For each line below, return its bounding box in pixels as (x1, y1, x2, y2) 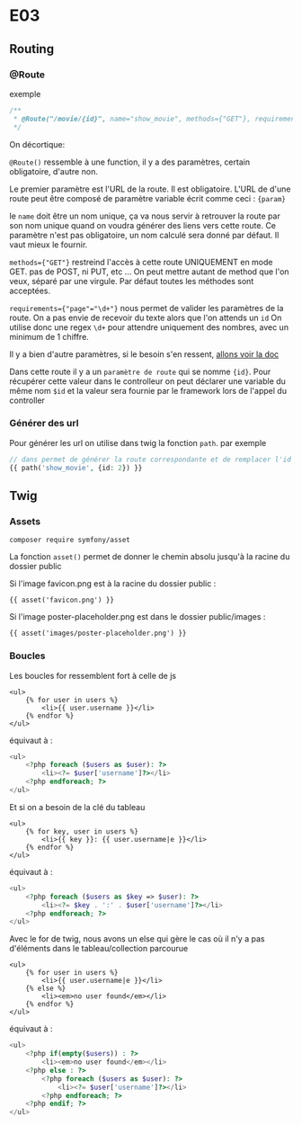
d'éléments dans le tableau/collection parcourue (9, 943, 189, 954)
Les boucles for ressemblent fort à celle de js (9, 670, 177, 681)
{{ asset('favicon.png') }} (9, 595, 115, 605)
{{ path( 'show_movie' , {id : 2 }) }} (9, 463, 143, 472)
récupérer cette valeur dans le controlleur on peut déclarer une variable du (9, 375, 286, 387)
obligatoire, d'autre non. (9, 165, 99, 176)
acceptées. (9, 285, 51, 296)
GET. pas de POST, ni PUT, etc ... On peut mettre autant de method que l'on (9, 266, 289, 277)
